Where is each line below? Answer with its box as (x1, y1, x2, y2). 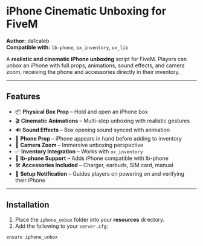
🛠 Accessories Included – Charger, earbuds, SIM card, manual (14, 161, 173, 168)
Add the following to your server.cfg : (14, 222, 109, 230)
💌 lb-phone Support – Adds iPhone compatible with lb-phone (14, 155, 169, 162)
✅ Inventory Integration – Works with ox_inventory (14, 147, 143, 155)
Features (6, 91, 40, 102)
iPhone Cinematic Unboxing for (6, 4, 167, 18)
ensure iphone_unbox (6, 234, 59, 240)
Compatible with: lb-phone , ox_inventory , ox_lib (6, 44, 129, 51)
